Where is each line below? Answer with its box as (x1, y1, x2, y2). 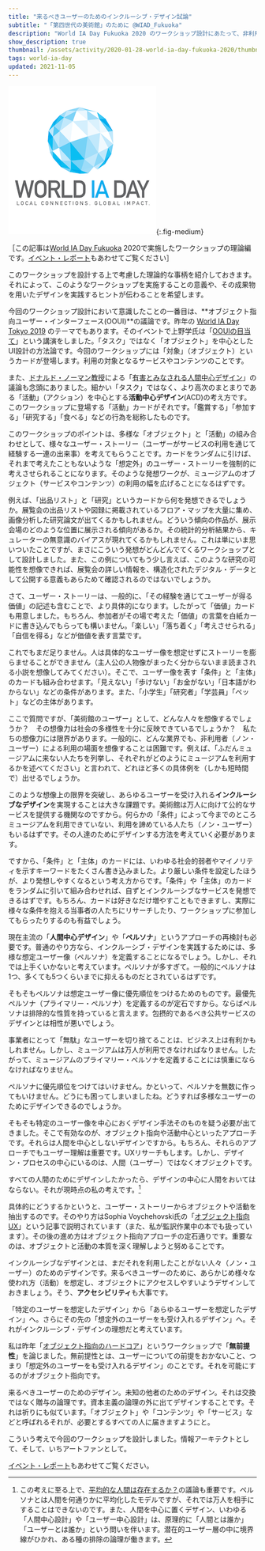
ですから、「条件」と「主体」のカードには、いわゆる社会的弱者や (8, 856, 219, 865)
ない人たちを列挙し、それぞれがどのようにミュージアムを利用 (48, 753, 249, 762)
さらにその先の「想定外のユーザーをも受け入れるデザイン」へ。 (42, 1314, 250, 1324)
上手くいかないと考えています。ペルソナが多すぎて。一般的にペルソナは (21, 962, 256, 971)
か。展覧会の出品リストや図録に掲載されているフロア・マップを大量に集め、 (8, 505, 257, 514)
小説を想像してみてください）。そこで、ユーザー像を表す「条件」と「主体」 (14, 667, 256, 676)
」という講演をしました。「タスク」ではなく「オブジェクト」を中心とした (15, 336, 254, 346)
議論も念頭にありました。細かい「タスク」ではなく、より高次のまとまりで (8, 382, 250, 392)
